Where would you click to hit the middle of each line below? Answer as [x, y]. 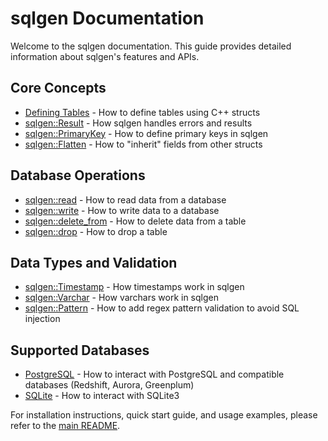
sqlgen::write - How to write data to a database [122, 210]
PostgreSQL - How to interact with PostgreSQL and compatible [154, 374]
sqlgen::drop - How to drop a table [96, 231]
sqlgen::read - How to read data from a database [125, 199]
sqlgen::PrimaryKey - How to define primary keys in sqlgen [146, 133]
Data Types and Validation [94, 262]
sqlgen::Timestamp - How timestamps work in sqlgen [134, 287]
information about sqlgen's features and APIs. [105, 56]
